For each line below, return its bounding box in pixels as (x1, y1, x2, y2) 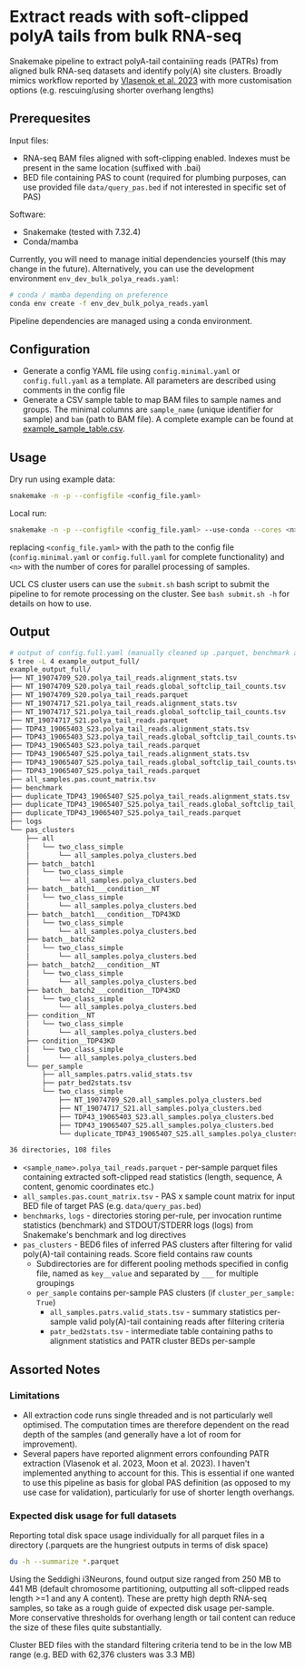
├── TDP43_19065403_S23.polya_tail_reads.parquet (9, 741, 202, 751)
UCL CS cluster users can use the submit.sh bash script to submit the (9, 578, 270, 589)
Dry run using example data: (9, 474, 115, 485)
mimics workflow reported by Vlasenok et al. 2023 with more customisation (9, 74, 292, 85)
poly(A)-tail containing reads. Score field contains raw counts (22, 1249, 253, 1260)
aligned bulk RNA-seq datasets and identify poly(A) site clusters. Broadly (9, 65, 282, 76)
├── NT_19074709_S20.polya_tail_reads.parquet (9, 691, 189, 700)
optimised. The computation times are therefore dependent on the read (22, 1419, 290, 1430)
